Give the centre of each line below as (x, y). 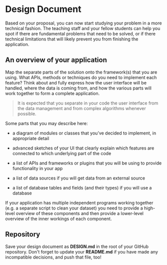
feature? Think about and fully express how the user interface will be (76, 82)
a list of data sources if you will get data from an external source (79, 178)
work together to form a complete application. (52, 93)
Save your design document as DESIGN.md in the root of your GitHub (77, 246)
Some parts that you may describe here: (47, 123)
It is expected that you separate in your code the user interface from (88, 103)
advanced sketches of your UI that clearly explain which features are (83, 148)
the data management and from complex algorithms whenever (81, 108)
